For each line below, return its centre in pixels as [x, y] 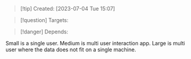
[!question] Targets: [44, 20]
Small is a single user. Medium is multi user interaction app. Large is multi [95, 43]
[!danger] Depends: [44, 32]
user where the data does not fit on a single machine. [71, 49]
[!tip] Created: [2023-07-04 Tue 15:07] [68, 9]
